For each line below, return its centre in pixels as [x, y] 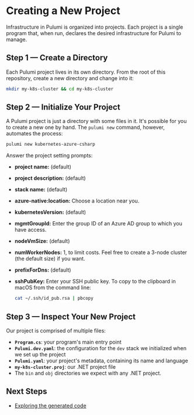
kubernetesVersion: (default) [50, 212]
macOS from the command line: [53, 287]
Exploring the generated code [50, 406]
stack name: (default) [41, 190]
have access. [30, 230]
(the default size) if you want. [50, 259]
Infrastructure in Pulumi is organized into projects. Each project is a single [95, 27]
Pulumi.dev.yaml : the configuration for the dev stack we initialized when [101, 348]
